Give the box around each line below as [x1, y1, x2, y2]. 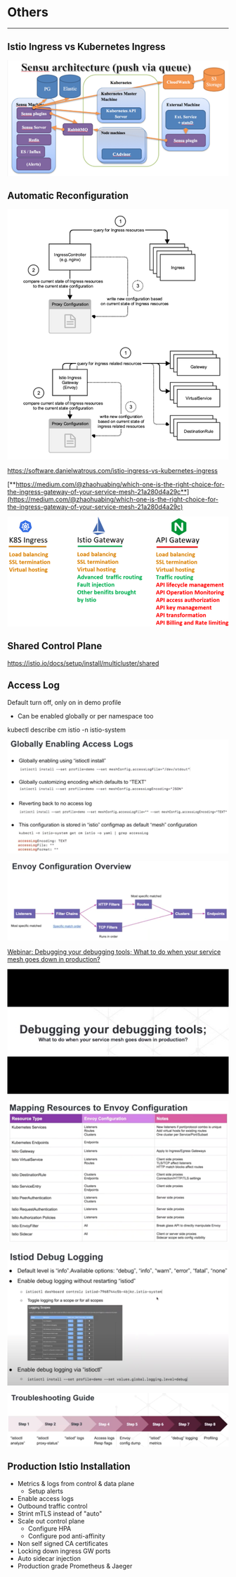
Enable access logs [17, 1494, 74, 1502]
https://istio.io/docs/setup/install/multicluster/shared [7, 658, 159, 667]
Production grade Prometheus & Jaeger [17, 1561, 133, 1570]
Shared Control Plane [7, 640, 103, 652]
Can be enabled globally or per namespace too [17, 711, 154, 720]
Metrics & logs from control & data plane [17, 1479, 135, 1487]
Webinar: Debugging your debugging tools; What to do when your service [7, 947, 221, 956]
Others [7, 4, 49, 20]
